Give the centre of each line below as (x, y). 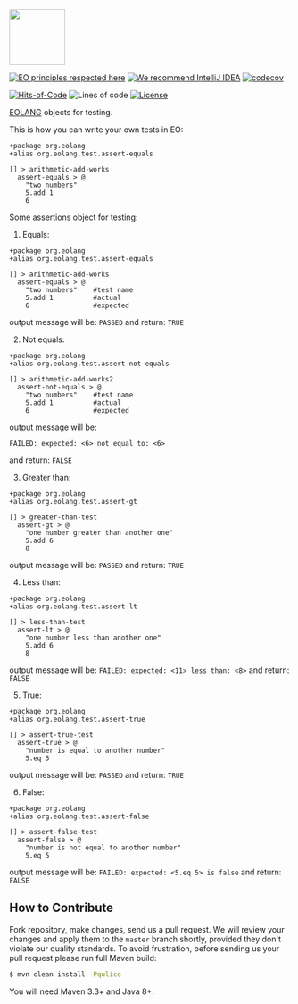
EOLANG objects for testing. (61, 112)
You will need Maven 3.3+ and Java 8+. (82, 991)
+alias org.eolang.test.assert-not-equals (89, 364)
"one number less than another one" (94, 638)
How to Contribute (62, 908)
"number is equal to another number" (95, 750)
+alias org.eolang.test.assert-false (79, 816)
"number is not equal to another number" (103, 848)
